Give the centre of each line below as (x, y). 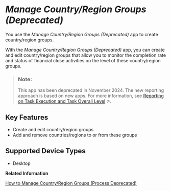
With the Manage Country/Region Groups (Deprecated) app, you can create (85, 50)
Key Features (27, 117)
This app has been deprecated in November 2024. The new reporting (91, 90)
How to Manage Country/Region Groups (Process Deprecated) (71, 183)
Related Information (27, 173)
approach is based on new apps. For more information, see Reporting (91, 96)
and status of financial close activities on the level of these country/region (83, 60)
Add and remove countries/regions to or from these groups (75, 135)
